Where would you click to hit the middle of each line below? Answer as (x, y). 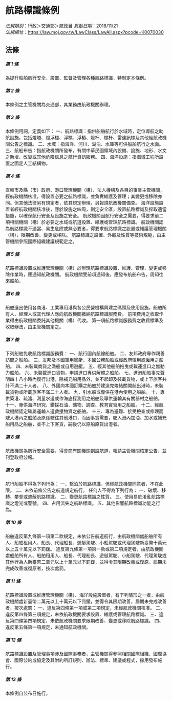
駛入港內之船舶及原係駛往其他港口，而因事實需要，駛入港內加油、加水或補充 (86, 418)
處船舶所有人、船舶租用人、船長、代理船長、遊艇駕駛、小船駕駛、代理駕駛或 (86, 556)
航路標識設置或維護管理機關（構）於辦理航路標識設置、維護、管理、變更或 (84, 268)
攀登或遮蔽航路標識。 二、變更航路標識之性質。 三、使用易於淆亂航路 (87, 497)
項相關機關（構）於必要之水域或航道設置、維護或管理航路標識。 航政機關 (82, 222)
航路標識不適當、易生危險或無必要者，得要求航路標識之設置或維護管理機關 (88, 229)
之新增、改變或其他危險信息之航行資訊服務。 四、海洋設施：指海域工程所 (82, 157)
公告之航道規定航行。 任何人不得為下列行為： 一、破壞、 (102, 490)
